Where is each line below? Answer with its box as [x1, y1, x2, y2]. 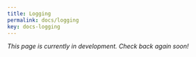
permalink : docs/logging [7, 17, 79, 24]
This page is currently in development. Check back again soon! [7, 42, 189, 51]
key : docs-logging [7, 23, 60, 30]
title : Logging [7, 10, 51, 17]
